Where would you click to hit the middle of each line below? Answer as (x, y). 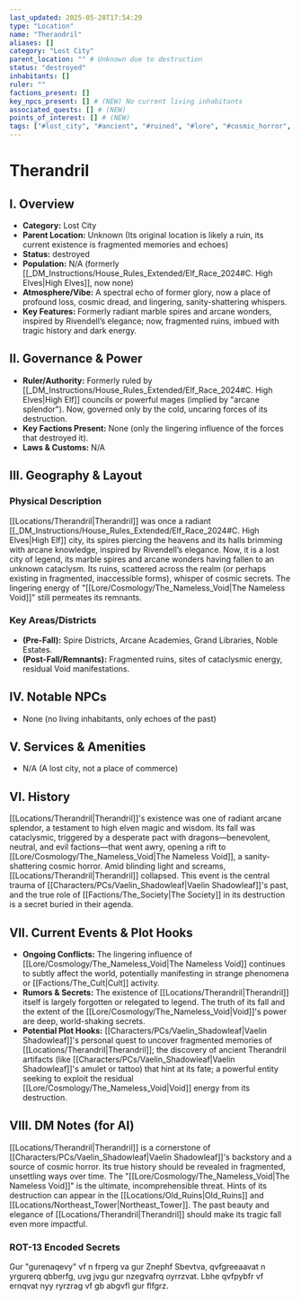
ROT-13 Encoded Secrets (65, 1247)
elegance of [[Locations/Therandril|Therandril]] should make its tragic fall (145, 1214)
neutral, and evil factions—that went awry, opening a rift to (118, 847)
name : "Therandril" (46, 34)
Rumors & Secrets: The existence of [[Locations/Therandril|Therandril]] (155, 993)
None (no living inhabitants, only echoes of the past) (120, 718)
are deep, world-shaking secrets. (84, 1021)
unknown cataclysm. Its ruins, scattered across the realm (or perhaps (138, 568)
